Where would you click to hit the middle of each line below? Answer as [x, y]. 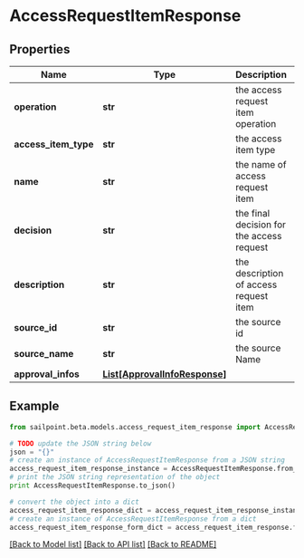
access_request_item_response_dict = [81, 510]
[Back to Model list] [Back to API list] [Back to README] [113, 544]
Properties [40, 49]
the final [252, 213]
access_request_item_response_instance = [89, 469]
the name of [261, 164]
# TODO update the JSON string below [81, 443]
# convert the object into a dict [75, 502]
